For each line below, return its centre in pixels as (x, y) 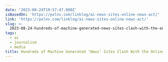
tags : (11, 33)
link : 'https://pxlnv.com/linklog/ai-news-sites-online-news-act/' (77, 19)
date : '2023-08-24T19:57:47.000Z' (41, 10)
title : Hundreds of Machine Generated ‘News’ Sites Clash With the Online (85, 51)
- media (18, 47)
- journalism (23, 42)
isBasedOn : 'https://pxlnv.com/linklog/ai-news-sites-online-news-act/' (82, 14)
